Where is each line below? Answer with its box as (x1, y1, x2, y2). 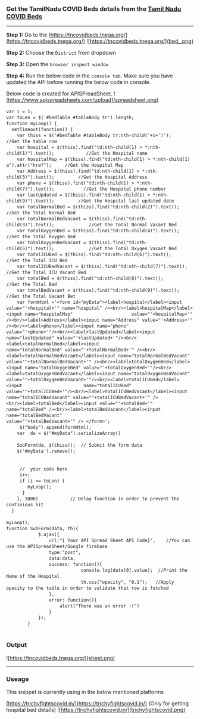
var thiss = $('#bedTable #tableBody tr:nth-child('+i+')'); (17, 133, 171, 139)
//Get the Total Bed (6, 282, 58, 288)
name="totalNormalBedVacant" (118, 353, 190, 359)
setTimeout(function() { (11, 127, 73, 133)
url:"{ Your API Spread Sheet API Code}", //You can (48, 538, 190, 544)
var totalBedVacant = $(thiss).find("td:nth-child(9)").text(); (17, 288, 180, 294)
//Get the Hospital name (86, 151, 148, 157)
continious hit (6, 502, 44, 508)
